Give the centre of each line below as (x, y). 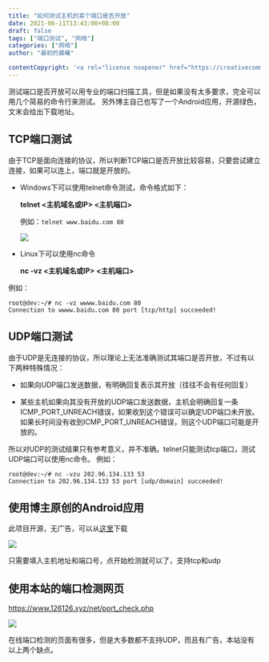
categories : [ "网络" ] (43, 46)
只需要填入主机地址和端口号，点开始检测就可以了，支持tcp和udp (115, 561)
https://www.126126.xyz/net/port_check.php (81, 608)
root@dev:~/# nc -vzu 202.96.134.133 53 (77, 474)
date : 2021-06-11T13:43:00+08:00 (64, 23)
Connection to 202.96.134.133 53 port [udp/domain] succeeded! (116, 481)
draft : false (30, 31)
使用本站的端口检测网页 (66, 588)
